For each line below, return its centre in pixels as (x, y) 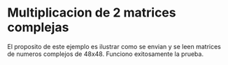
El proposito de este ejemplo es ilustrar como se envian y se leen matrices (114, 46)
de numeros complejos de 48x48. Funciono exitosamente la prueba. (106, 54)
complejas (38, 27)
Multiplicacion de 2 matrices (92, 13)
